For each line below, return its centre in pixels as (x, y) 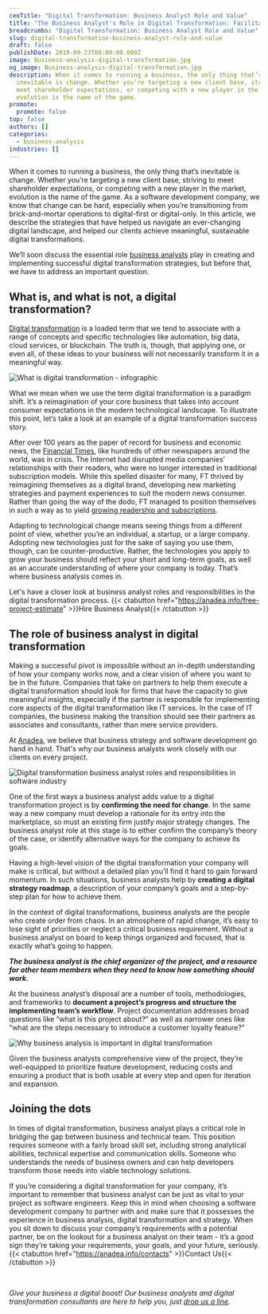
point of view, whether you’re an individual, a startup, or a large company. (129, 534)
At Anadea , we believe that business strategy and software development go (133, 740)
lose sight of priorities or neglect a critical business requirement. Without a (131, 929)
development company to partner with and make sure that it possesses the (132, 1211)
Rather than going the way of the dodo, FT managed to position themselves (133, 502)
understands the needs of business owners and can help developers (121, 1162)
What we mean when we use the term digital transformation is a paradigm (130, 393)
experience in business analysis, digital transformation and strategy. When (131, 1219)
